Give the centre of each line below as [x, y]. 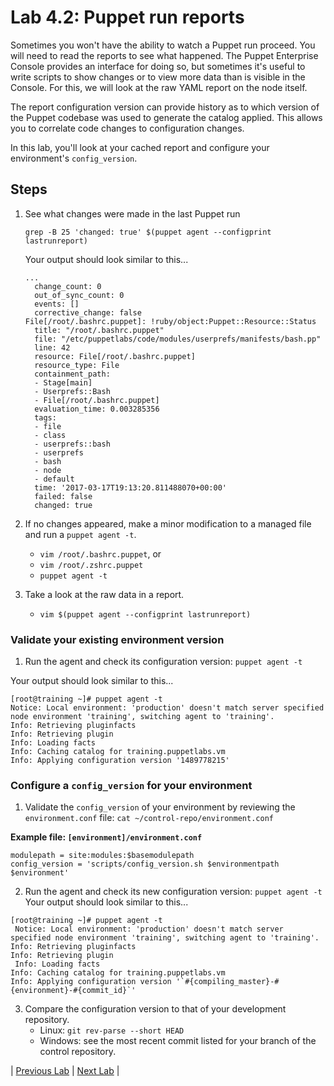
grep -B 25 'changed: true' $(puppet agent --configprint [148, 232]
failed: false [63, 496]
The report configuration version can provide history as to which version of [165, 107]
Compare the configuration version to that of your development [155, 1009]
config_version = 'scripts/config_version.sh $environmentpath [145, 864]
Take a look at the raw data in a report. [104, 594]
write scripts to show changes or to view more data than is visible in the [158, 77]
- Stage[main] [63, 382]
